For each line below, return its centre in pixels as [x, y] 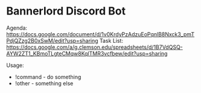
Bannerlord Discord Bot [66, 11]
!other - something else [44, 83]
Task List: [111, 40]
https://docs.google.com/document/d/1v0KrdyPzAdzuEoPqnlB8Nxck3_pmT [101, 34]
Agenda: [17, 28]
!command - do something [48, 77]
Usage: [15, 65]
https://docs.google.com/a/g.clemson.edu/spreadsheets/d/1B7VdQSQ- [94, 47]
